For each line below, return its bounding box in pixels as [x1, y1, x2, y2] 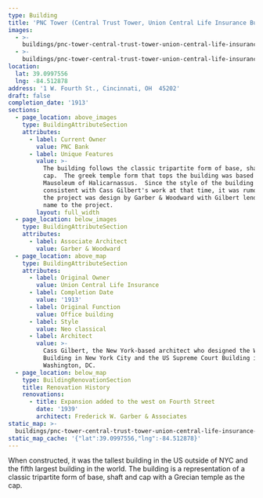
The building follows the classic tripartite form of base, [42, 165, 243, 173]
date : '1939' [36, 405, 79, 413]
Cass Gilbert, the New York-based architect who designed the [42, 347, 250, 355]
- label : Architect [28, 333, 92, 340]
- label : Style [28, 318, 79, 325]
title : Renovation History [22, 383, 110, 391]
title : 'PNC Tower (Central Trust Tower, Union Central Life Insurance [8, 19, 247, 27]
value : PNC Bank [36, 143, 89, 151]
